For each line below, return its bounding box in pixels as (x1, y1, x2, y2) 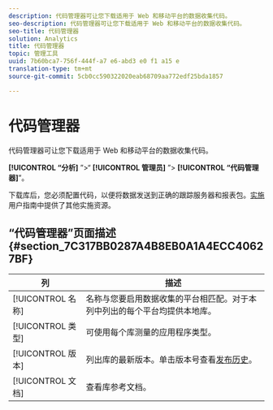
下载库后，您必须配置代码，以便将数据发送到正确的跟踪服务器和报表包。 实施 (8, 190, 265, 200)
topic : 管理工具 (8, 50, 58, 58)
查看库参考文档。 (85, 382, 152, 393)
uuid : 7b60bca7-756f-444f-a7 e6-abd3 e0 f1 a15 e (8, 58, 180, 66)
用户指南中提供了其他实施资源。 (8, 200, 115, 209)
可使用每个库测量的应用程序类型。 (85, 326, 217, 338)
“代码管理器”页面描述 (8, 226, 116, 240)
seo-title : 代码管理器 (8, 27, 80, 35)
